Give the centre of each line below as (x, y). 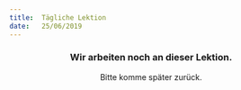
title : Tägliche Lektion (58, 18)
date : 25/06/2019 (46, 26)
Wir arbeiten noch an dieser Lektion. (151, 58)
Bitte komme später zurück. (151, 76)
